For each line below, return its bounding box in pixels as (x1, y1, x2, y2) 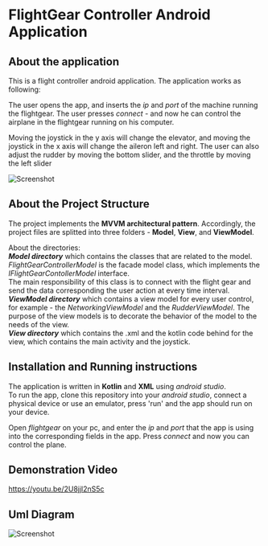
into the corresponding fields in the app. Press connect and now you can (8, 431, 249, 441)
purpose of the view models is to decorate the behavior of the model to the (8, 311, 258, 321)
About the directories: (8, 243, 80, 252)
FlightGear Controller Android (8, 6, 211, 24)
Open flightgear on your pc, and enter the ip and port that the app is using (8, 422, 254, 432)
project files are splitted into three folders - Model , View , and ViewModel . (8, 227, 255, 236)
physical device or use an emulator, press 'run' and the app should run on (8, 398, 253, 408)
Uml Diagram (8, 507, 75, 521)
